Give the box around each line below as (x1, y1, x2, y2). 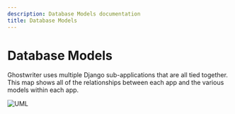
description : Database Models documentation (7, 10, 141, 18)
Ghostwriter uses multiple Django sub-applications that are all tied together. (7, 71, 229, 79)
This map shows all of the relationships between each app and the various (7, 79, 224, 87)
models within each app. (7, 86, 79, 94)
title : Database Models (7, 17, 78, 24)
